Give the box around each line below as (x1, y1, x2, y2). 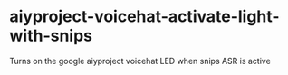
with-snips (9, 25, 93, 46)
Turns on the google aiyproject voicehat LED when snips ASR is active (9, 55, 272, 66)
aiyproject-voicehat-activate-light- (9, 6, 280, 27)
